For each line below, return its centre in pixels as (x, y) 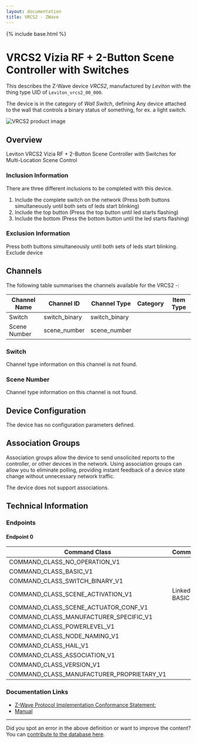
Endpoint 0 (20, 537)
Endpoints (21, 523)
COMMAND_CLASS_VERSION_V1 (55, 665)
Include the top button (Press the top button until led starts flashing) (96, 212)
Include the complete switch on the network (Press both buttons (92, 200)
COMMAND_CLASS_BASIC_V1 (51, 571)
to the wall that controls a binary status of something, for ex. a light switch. (96, 110)
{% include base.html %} (36, 33)
